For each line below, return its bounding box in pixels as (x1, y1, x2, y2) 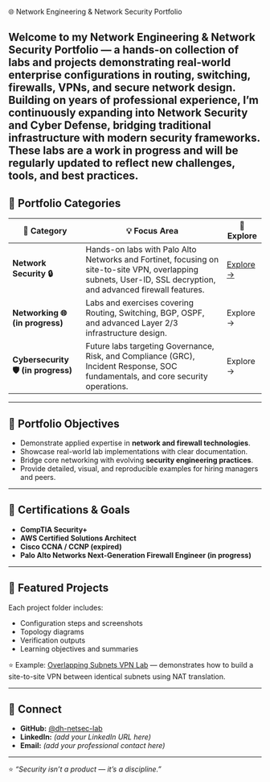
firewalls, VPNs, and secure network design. (8, 81, 236, 95)
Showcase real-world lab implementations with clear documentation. (19, 447, 248, 457)
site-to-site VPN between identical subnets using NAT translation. (8, 672, 227, 681)
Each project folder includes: (8, 602, 104, 612)
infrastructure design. (85, 328, 167, 339)
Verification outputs (19, 635, 86, 645)
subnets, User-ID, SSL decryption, (85, 274, 216, 285)
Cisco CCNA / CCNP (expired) (19, 541, 122, 551)
